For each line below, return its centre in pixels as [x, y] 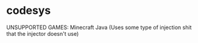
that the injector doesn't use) [43, 33]
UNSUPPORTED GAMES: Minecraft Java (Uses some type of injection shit [99, 27]
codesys [29, 11]
